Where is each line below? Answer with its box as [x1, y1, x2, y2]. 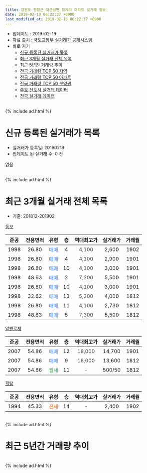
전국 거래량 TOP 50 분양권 [19, 81, 71, 87]
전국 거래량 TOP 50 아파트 [19, 74, 71, 80]
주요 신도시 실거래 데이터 [19, 87, 68, 93]
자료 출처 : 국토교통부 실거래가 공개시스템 [12, 37, 93, 43]
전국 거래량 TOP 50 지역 [19, 68, 67, 74]
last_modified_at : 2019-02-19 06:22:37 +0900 [5, 16, 101, 21]
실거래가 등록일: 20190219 [12, 145, 65, 151]
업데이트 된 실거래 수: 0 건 [12, 151, 63, 157]
